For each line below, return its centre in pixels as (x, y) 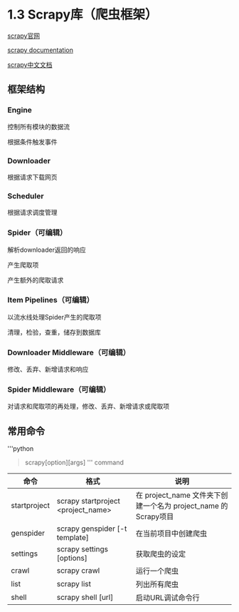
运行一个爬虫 (157, 571)
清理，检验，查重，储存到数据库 (54, 332)
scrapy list (74, 584)
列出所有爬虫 (157, 584)
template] (73, 538)
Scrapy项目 (155, 516)
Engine (20, 110)
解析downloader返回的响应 (47, 250)
